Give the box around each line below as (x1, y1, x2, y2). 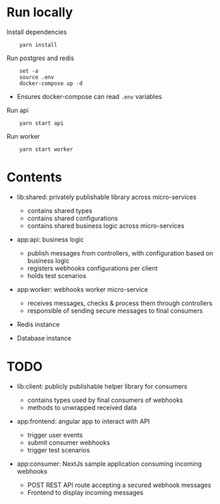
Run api (6, 105, 29, 114)
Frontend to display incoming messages (27, 488, 144, 496)
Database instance (16, 333, 72, 342)
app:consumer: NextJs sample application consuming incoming (16, 459, 202, 468)
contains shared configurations (27, 214, 118, 222)
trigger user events (27, 430, 83, 439)
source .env (19, 74, 54, 81)
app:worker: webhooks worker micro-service (16, 285, 149, 294)
